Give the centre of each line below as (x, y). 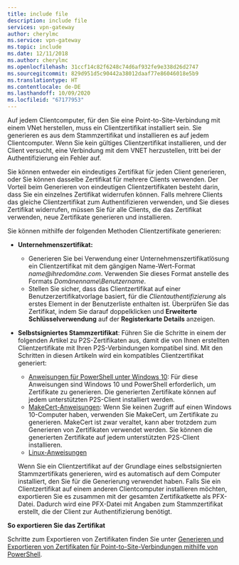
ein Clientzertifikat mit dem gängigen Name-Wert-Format (112, 266)
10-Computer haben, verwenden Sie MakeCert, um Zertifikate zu (123, 414)
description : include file (47, 21)
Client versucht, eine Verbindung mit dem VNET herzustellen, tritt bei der (115, 151)
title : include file (38, 14)
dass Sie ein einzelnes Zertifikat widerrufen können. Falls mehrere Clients (115, 194)
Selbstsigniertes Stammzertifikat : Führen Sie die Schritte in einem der (122, 333)
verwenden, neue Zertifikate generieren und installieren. (90, 217)
